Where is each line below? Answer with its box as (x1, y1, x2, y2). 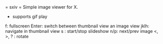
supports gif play (12, 14, 47, 19)
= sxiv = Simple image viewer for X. (5, 4, 78, 10)
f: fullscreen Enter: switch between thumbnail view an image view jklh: (5, 23, 150, 29)
